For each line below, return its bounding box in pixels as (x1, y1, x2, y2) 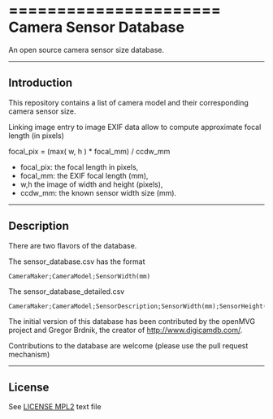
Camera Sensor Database (8, 18, 185, 37)
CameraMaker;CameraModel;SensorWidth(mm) (8, 272, 151, 280)
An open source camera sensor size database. (8, 45, 165, 54)
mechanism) (8, 349, 50, 359)
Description (8, 219, 69, 233)
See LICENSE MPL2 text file (8, 402, 102, 412)
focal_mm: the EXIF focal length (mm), (19, 171, 149, 180)
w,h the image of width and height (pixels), (19, 179, 163, 189)
